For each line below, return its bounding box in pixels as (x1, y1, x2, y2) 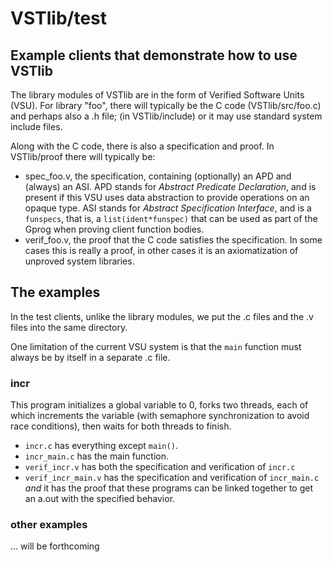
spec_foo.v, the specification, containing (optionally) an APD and (24, 170, 292, 182)
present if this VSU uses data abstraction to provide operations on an (24, 192, 310, 203)
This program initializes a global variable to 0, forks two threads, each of (10, 399, 309, 411)
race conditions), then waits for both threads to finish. (10, 420, 232, 432)
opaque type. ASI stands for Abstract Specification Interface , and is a (24, 202, 312, 214)
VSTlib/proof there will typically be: (10, 151, 156, 162)
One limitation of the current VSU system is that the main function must (10, 340, 302, 352)
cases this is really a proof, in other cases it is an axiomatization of (24, 245, 299, 256)
